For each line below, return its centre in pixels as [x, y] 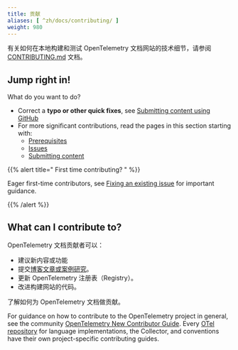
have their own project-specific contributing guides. [83, 339]
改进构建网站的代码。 [49, 287]
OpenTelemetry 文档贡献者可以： [56, 245]
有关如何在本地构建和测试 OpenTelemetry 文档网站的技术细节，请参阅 [109, 48]
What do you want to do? [44, 97]
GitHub [28, 119]
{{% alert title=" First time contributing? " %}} [74, 170]
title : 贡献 [24, 14]
